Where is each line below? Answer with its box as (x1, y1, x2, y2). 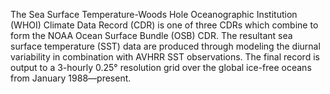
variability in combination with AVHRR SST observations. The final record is (10, 51, 320, 63)
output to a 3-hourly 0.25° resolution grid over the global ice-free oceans (10, 62, 312, 73)
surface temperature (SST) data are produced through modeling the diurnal (10, 40, 321, 52)
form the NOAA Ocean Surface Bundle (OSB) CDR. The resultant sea (10, 30, 293, 41)
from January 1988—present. (10, 72, 132, 84)
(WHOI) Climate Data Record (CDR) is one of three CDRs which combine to (10, 19, 319, 31)
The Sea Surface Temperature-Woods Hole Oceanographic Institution (10, 9, 298, 20)
